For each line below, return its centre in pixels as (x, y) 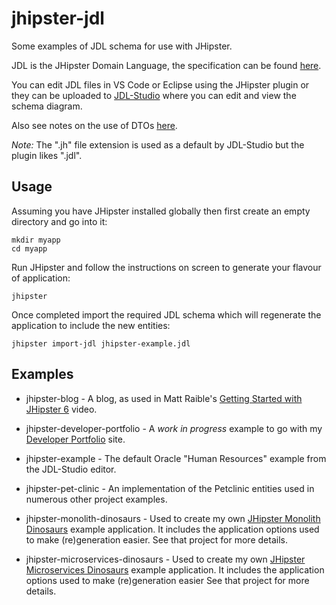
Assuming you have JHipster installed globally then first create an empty (161, 211)
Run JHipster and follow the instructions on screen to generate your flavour (166, 267)
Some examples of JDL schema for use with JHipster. (122, 46)
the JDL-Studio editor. (71, 469)
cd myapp (29, 248)
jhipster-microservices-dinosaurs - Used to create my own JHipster (165, 559)
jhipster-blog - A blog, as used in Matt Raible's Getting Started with (164, 398)
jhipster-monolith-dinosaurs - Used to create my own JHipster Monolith (173, 518)
